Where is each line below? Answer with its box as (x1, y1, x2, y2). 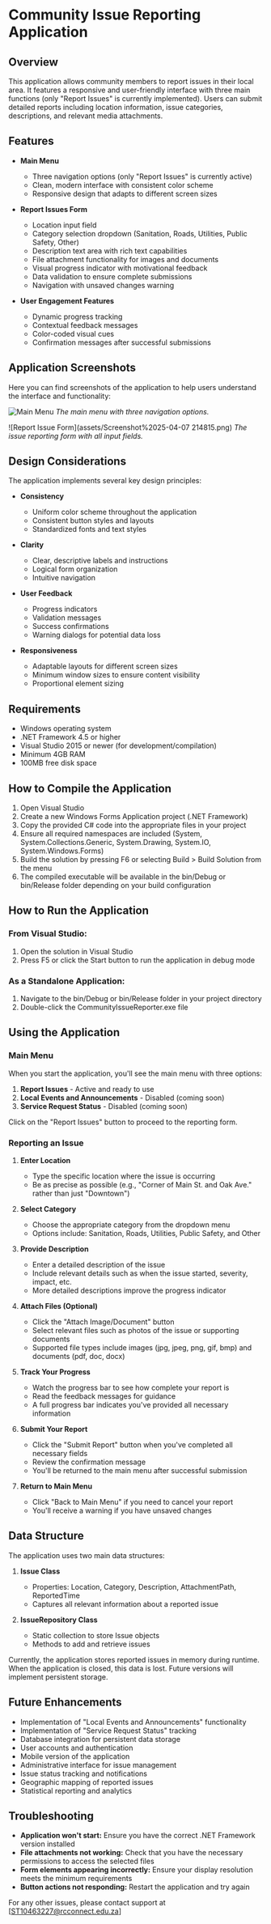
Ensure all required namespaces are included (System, (19, 829, 202, 839)
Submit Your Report (19, 1425, 88, 1434)
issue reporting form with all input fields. (8, 431, 143, 440)
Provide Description (19, 1244, 89, 1254)
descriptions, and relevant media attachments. (8, 111, 163, 121)
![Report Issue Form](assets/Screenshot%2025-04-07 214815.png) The (8, 423, 248, 432)
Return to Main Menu (19, 1481, 93, 1491)
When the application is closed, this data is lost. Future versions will (8, 1663, 234, 1673)
